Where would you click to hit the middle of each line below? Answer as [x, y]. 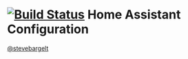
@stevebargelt [28, 48]
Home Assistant [134, 15]
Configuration [48, 29]
